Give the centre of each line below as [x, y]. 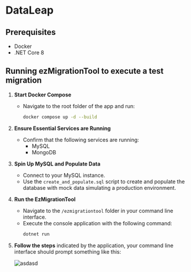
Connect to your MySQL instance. [64, 175]
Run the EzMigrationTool [45, 199]
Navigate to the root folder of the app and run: [79, 106]
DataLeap [29, 10]
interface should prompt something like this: [67, 251]
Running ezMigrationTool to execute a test [85, 71]
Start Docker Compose [43, 95]
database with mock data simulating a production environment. [99, 187]
